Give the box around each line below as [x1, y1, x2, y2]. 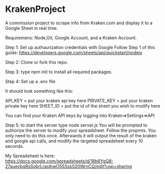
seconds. [5, 143, 24, 149]
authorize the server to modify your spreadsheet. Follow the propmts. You [5, 127, 156, 133]
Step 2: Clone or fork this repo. [5, 59, 68, 65]
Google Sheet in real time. [5, 25, 58, 31]
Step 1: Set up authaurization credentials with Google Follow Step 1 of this [5, 44, 155, 50]
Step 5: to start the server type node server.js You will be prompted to [5, 122, 148, 128]
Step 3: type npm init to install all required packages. [5, 68, 112, 75]
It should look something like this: [5, 88, 73, 94]
